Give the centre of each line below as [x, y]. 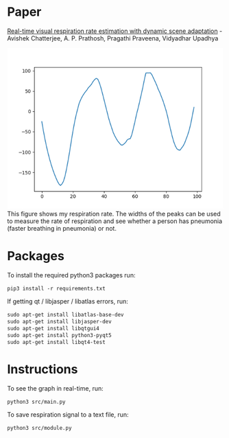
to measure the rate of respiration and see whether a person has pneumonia [115, 221]
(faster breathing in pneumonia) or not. [62, 228]
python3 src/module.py [39, 428]
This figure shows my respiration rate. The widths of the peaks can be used [114, 214]
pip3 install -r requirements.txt [57, 288]
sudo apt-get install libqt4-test [57, 342]
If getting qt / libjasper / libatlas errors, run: [68, 301]
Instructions [43, 369]
